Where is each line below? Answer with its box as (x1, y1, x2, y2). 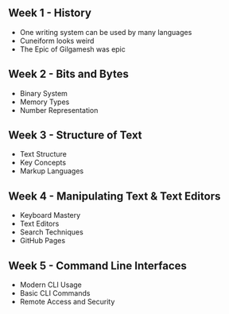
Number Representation (19, 105, 99, 114)
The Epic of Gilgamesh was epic (19, 44, 126, 54)
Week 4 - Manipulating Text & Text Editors (8, 189, 221, 203)
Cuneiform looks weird (19, 36, 95, 45)
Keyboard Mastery (19, 211, 81, 220)
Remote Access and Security (19, 297, 115, 307)
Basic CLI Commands (19, 289, 91, 298)
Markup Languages (19, 166, 84, 176)
